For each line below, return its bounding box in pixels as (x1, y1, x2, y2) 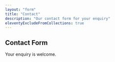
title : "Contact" (5, 12, 41, 16)
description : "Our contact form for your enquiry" (5, 16, 111, 21)
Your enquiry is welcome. (5, 51, 56, 57)
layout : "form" (5, 7, 36, 12)
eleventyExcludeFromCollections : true (5, 20, 84, 26)
